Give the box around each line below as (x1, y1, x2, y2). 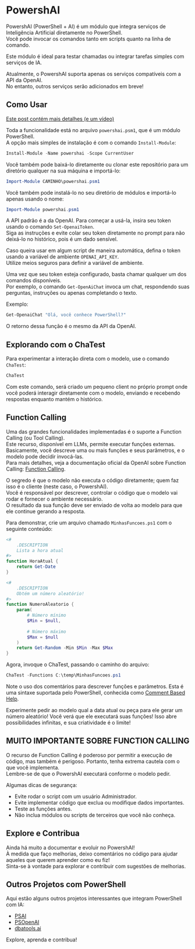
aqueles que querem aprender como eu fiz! (6, 856, 110, 863)
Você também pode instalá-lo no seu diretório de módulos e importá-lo (6, 189, 176, 196)
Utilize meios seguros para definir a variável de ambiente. (6, 260, 144, 267)
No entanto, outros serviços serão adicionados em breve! (6, 82, 144, 89)
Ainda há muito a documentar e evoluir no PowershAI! (6, 844, 135, 851)
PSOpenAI (14, 919, 40, 926)
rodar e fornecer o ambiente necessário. (6, 495, 103, 502)
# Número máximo (27, 629, 66, 634)
